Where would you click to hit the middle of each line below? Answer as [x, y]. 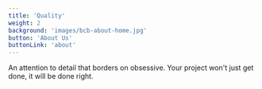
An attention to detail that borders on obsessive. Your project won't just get [131, 68]
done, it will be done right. [51, 76]
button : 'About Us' [40, 38]
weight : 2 [25, 23]
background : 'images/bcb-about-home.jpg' [78, 30]
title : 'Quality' [37, 15]
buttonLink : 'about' [42, 45]
